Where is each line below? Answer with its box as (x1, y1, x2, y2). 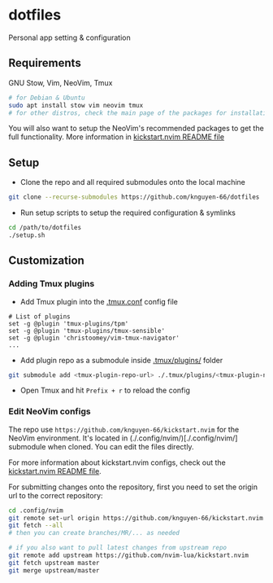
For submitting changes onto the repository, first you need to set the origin (8, 482, 258, 492)
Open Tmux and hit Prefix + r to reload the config (19, 385, 191, 396)
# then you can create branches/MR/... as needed (8, 529, 180, 537)
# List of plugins (8, 312, 71, 321)
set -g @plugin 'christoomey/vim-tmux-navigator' (8, 334, 180, 342)
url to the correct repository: (8, 490, 103, 500)
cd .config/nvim (8, 506, 63, 515)
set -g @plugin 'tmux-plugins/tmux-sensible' (8, 327, 165, 335)
